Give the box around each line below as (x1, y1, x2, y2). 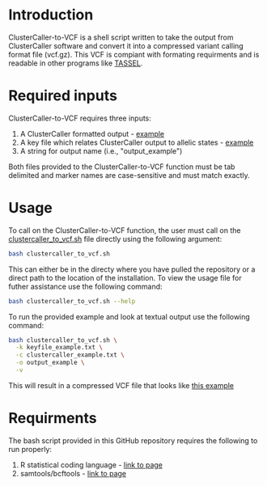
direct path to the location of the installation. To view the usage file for (8, 273, 242, 282)
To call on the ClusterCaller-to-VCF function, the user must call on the (8, 225, 241, 235)
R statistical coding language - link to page (19, 459, 163, 470)
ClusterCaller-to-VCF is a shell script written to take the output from (8, 32, 234, 42)
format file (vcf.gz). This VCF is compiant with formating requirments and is (8, 49, 260, 59)
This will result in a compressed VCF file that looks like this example (8, 380, 235, 390)
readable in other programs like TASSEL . (8, 58, 143, 68)
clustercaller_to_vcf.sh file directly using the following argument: (8, 234, 222, 243)
